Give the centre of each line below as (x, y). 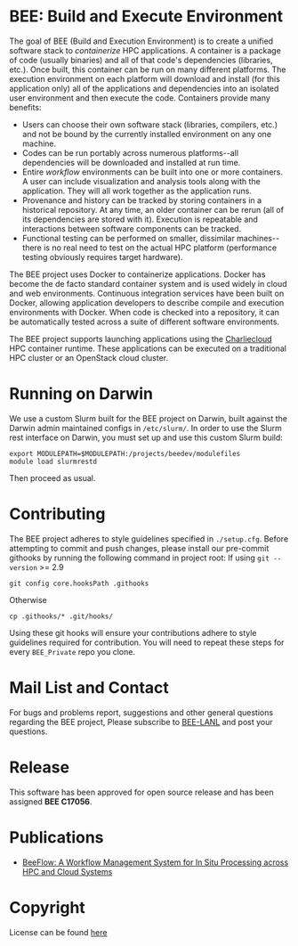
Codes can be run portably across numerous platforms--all (130, 152)
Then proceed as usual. (52, 477)
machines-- (258, 238)
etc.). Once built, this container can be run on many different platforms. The (148, 69)
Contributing (57, 514)
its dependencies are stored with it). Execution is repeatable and (140, 219)
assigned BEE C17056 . (51, 801)
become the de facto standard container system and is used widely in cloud (148, 283)
